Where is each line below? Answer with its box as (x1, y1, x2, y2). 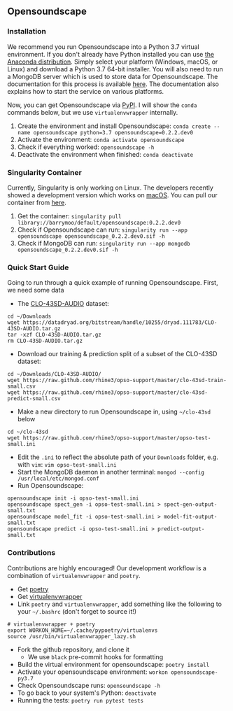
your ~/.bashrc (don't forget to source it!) (17, 607, 137, 615)
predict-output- (157, 526, 205, 533)
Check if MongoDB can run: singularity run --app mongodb (17, 239, 190, 247)
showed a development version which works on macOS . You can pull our (7, 190, 218, 199)
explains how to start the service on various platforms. (7, 87, 164, 95)
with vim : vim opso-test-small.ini (17, 460, 117, 469)
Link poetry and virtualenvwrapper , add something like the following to (17, 600, 223, 608)
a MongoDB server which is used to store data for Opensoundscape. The (7, 72, 218, 80)
